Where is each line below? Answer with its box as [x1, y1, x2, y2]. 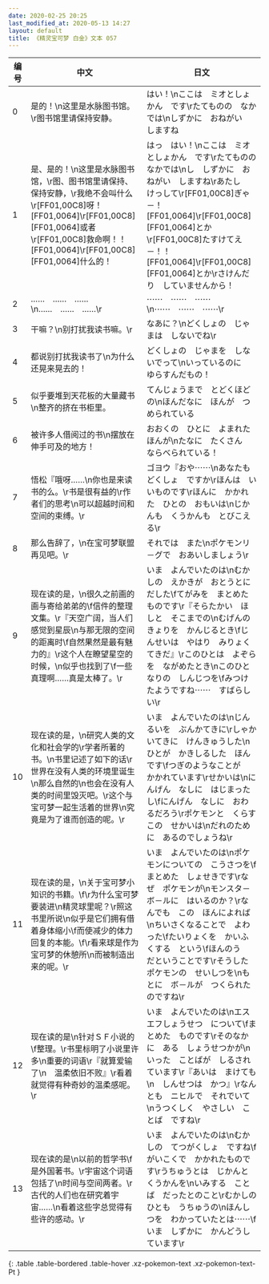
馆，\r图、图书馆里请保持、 [30, 176, 134, 187]
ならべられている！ [147, 447, 219, 458]
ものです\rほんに [155, 487, 218, 498]
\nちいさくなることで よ [147, 919, 243, 931]
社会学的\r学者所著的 [46, 742, 126, 753]
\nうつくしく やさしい [147, 1103, 235, 1114]
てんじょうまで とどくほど [147, 384, 251, 395]
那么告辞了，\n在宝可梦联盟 [30, 538, 135, 549]
